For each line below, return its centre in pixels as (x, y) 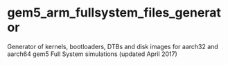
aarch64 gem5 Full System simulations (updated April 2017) (93, 54)
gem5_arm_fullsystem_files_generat (114, 13)
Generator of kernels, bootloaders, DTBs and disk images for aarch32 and (113, 46)
